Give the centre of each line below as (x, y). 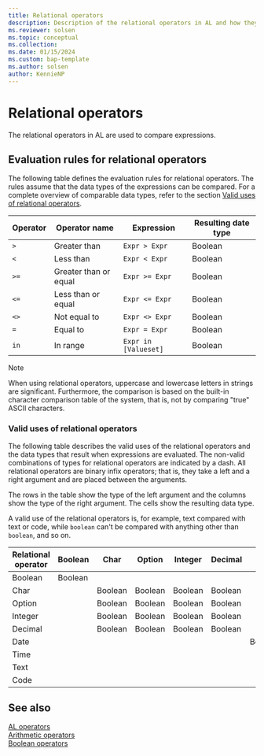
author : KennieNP (37, 74)
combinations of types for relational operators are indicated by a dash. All (127, 462)
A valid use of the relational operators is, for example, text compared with (127, 518)
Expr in (137, 342)
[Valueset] (143, 350)
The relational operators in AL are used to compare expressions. (112, 135)
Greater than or (82, 272)
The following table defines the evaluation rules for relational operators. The (131, 179)
